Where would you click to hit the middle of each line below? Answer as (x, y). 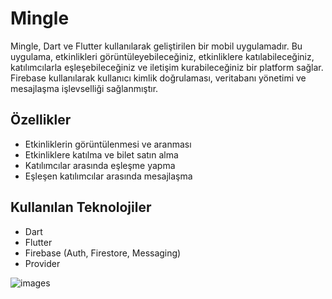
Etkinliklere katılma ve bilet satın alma (101, 154)
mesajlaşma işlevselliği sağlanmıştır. (84, 88)
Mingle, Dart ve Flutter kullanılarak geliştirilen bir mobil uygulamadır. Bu (156, 46)
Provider (42, 263)
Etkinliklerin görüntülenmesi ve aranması (108, 144)
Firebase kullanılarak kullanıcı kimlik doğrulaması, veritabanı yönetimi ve (158, 78)
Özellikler (41, 120)
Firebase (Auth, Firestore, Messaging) (103, 253)
